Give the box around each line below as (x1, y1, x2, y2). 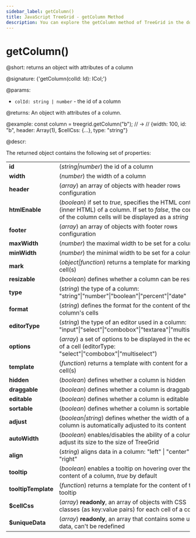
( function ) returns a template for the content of (59, 481, 188, 489)
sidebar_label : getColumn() (6, 8, 75, 15)
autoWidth (9, 434, 39, 443)
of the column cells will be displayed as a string (59, 213, 188, 221)
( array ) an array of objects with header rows (59, 182, 181, 190)
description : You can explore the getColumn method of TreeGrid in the (6, 19, 184, 25)
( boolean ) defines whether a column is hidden (59, 376, 185, 384)
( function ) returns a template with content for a (59, 359, 188, 367)
